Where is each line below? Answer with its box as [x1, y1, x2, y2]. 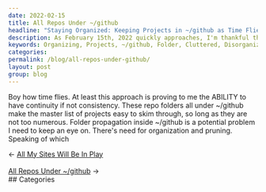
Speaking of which [8, 134, 70, 143]
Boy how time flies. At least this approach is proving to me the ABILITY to [8, 92, 247, 101]
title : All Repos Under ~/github [8, 19, 119, 27]
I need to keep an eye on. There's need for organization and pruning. [8, 126, 233, 135]
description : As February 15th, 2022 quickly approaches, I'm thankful [8, 33, 249, 42]
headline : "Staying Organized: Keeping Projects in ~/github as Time [8, 26, 243, 34]
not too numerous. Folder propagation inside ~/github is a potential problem [8, 117, 256, 126]
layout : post [8, 63, 51, 71]
